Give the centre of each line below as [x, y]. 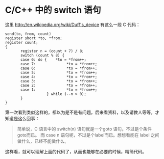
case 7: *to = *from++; [59, 64]
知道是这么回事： [22, 118]
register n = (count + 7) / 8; [52, 51]
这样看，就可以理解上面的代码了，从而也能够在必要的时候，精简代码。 [76, 151]
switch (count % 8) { [42, 55]
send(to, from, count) [28, 34]
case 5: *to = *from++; [59, 72]
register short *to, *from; [34, 38]
